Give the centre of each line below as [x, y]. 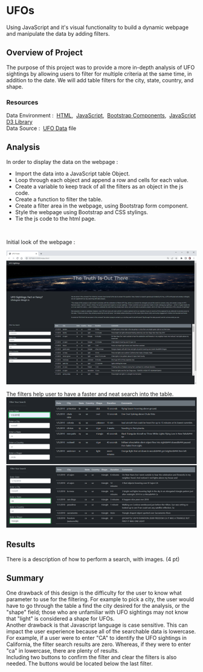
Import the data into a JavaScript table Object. [72, 174]
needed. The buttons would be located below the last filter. [79, 664]
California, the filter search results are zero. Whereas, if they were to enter [99, 644]
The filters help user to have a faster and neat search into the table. [90, 394]
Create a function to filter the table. [59, 199]
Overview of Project [45, 53]
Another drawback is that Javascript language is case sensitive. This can [97, 625]
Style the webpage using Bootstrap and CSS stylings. [82, 212]
